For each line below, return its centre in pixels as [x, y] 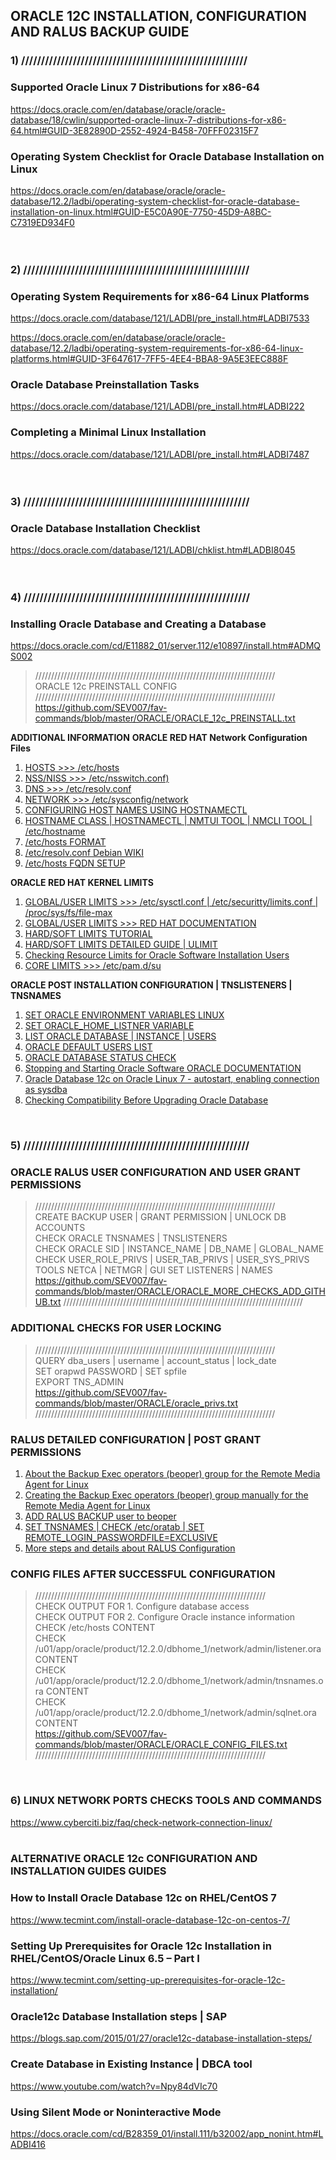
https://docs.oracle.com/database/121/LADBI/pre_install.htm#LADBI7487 [160, 454]
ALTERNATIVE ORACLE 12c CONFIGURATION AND [134, 1859]
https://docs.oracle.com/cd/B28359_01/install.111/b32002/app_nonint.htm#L [167, 2133]
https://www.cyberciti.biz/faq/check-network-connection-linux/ [141, 1822]
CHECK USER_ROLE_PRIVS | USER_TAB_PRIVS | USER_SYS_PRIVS [172, 1260]
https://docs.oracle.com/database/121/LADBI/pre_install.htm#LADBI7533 [160, 318]
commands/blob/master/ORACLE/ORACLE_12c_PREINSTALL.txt [165, 718]
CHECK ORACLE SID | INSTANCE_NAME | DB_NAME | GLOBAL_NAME [179, 1249]
